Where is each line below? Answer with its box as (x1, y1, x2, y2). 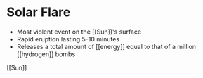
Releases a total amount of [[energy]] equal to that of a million (16, 42, 197, 51)
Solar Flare (6, 4, 71, 20)
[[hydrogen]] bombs (16, 50, 76, 58)
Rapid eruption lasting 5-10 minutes (16, 34, 120, 43)
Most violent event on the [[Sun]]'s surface (16, 27, 142, 36)
